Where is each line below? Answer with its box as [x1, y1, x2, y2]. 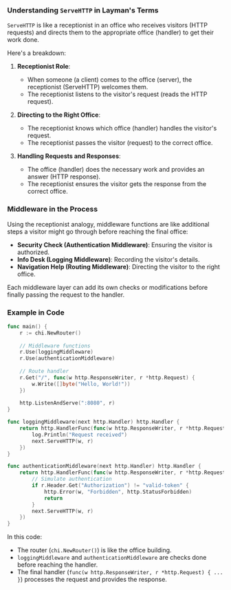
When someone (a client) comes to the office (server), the [27, 76, 192, 84]
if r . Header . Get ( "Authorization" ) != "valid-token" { [32, 482, 189, 489]
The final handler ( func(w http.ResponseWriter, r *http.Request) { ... [16, 568, 223, 576]
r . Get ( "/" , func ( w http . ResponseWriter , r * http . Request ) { [19, 374, 195, 381]
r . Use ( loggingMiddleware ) [19, 349, 94, 356]
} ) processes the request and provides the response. [16, 576, 167, 584]
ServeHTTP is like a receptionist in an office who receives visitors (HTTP [7, 21, 208, 30]
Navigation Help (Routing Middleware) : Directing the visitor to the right [16, 262, 220, 271]
